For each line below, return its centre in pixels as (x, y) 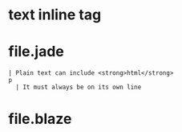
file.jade (36, 52)
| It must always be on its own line (79, 87)
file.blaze (40, 119)
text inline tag (55, 15)
